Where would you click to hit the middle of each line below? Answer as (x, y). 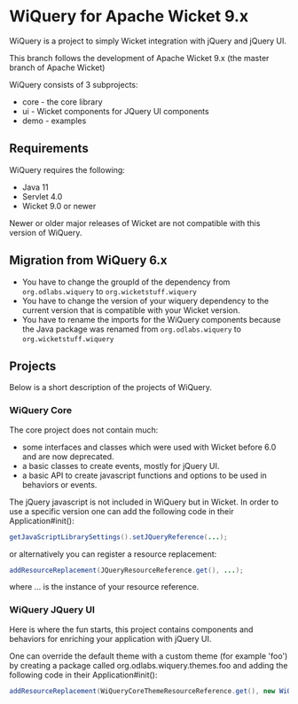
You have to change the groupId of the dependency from (126, 282)
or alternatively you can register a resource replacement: (113, 554)
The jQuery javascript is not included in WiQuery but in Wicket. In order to (144, 502)
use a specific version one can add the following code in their (122, 511)
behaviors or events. (59, 484)
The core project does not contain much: (84, 430)
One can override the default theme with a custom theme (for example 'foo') (149, 656)
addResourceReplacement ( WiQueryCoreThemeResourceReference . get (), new (142, 691)
